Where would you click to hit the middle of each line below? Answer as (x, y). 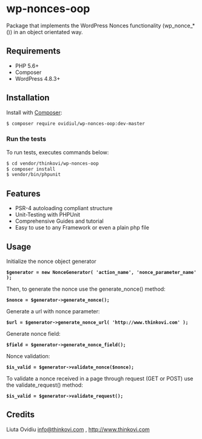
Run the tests (26, 139)
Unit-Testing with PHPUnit (48, 215)
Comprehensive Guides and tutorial (59, 221)
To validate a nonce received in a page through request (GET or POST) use (100, 378)
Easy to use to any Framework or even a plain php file (82, 228)
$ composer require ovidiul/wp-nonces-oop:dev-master (76, 123)
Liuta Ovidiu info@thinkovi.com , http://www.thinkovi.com (78, 429)
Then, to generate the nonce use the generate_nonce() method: (86, 289)
